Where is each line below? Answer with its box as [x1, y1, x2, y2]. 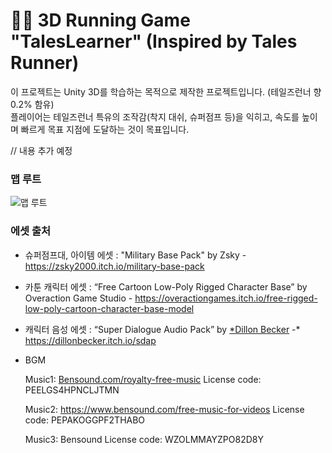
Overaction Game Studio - [24, 292, 133, 304]
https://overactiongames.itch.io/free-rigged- [134, 292, 318, 304]
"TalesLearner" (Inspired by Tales [10, 30, 298, 53]
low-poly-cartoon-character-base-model [24, 302, 195, 314]
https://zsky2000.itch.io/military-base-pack [24, 260, 205, 272]
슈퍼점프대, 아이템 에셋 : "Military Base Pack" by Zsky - [24, 249, 247, 261]
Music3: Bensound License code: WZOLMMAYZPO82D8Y [24, 433, 264, 445]
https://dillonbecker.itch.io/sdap [24, 334, 157, 346]
